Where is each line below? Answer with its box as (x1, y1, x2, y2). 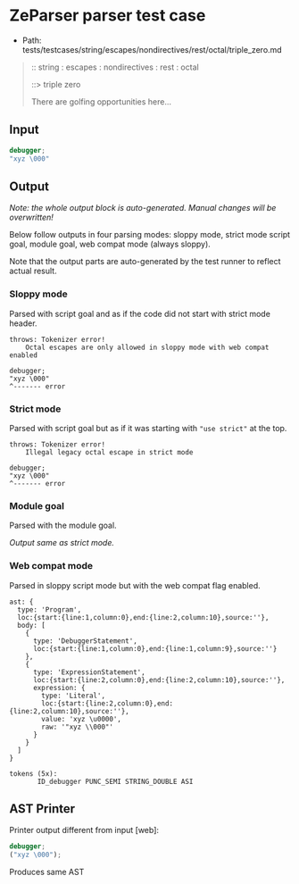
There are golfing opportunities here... (30, 96, 172, 107)
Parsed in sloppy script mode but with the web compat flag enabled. (9, 580, 261, 590)
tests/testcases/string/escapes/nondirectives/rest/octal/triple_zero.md (21, 44, 283, 54)
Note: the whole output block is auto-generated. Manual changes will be (9, 203, 277, 213)
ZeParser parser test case (9, 5, 206, 26)
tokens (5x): (9, 769, 58, 778)
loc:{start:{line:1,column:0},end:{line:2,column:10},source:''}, (17, 613, 270, 621)
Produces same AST (9, 867, 85, 878)
